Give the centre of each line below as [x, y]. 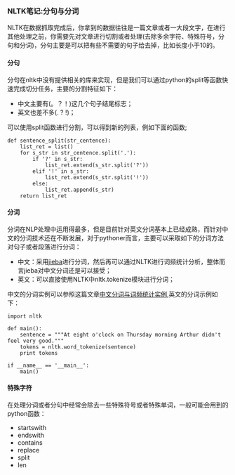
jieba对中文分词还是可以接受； [68, 270]
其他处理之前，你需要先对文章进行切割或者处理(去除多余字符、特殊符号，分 [116, 37]
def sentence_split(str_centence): [59, 141]
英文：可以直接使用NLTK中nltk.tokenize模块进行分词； [96, 279]
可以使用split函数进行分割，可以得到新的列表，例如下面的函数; [97, 127]
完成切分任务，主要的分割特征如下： [65, 89]
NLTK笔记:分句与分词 [43, 11]
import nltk [25, 316]
